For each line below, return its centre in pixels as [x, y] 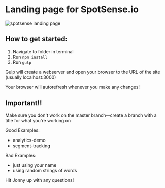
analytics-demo [29, 140]
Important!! [24, 103]
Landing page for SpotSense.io [72, 9]
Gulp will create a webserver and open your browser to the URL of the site [83, 72]
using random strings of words [45, 170]
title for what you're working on [38, 120]
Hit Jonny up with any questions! [40, 180]
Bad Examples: [21, 155]
